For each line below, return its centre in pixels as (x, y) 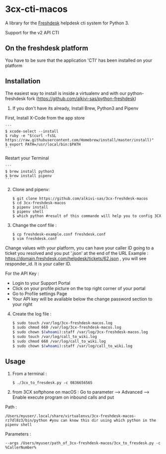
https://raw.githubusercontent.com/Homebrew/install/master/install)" (80, 140)
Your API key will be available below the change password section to (82, 299)
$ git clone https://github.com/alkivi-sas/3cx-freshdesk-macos (80, 198)
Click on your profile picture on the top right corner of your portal (79, 288)
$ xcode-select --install (32, 131)
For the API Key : (22, 273)
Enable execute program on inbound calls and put (63, 397)
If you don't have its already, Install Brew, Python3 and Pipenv (75, 108)
